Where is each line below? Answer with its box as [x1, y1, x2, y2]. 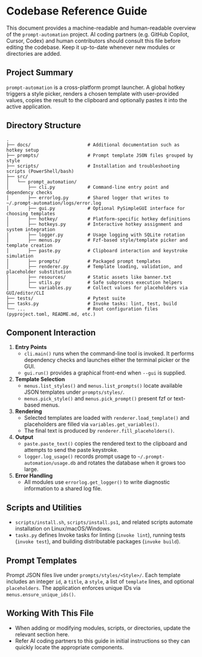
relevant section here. [15, 630, 70, 638]
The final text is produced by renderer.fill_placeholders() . [24, 427, 175, 434]
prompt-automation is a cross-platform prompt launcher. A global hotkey [6, 83, 185, 91]
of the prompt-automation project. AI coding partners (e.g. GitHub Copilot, [6, 30, 189, 38]
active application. [6, 103, 52, 110]
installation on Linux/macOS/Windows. [15, 525, 112, 532]
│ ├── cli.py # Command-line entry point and [6, 184, 169, 190]
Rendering [15, 408, 42, 415]
